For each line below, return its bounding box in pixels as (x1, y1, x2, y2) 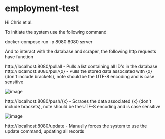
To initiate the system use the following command (5, 29, 107, 35)
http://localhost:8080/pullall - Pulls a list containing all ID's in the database (5, 63, 158, 69)
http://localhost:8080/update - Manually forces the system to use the (5, 123, 147, 129)
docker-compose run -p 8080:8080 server (5, 38, 93, 45)
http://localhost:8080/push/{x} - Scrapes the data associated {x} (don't (5, 98, 152, 104)
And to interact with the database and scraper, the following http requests (5, 48, 157, 54)
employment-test (5, 3, 79, 14)
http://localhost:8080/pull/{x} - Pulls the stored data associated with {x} (5, 68, 153, 74)
